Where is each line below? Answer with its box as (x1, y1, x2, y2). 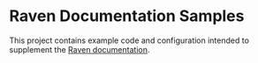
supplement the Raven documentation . (9, 44, 150, 54)
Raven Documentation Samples (9, 6, 245, 26)
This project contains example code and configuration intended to (9, 35, 250, 45)
